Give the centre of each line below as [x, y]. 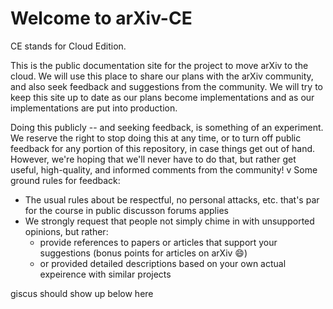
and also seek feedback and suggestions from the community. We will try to [166, 86]
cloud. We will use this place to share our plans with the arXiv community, [162, 76]
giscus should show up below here [82, 293]
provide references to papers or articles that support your [158, 242]
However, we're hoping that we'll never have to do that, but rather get [153, 159]
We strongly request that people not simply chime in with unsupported [169, 221]
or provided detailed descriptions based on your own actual [163, 263]
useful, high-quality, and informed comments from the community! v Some [164, 169]
